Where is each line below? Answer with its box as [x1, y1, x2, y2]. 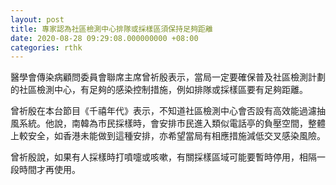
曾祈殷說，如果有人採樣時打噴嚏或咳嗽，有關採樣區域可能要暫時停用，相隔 [10, 151, 317, 163]
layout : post [10, 14, 65, 25]
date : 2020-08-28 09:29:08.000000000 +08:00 [10, 33, 199, 43]
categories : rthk [10, 42, 83, 53]
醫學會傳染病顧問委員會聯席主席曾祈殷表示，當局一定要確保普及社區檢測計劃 [10, 71, 326, 83]
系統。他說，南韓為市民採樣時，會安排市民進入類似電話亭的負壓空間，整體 [18, 117, 326, 130]
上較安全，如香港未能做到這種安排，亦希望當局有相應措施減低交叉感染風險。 [10, 130, 326, 142]
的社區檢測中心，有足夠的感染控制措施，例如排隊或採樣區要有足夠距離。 [10, 84, 308, 96]
